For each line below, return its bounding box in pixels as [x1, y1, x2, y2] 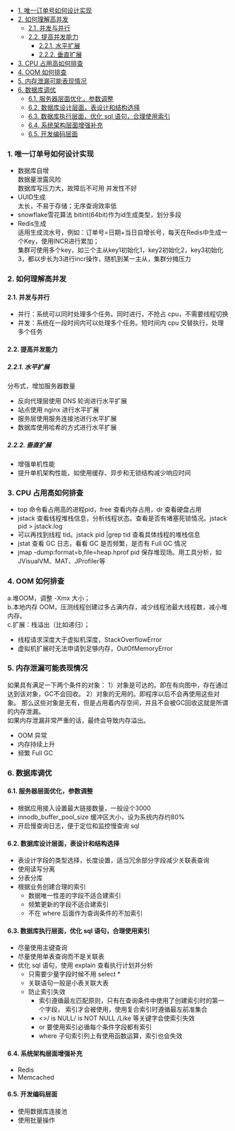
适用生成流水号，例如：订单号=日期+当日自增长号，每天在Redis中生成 [17, 228, 222, 237]
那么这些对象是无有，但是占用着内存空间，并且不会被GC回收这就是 [20, 698, 217, 707]
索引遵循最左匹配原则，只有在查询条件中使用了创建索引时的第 [38, 996, 219, 1005]
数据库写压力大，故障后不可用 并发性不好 [17, 184, 138, 193]
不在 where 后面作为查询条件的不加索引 [28, 909, 143, 918]
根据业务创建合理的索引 [17, 882, 86, 891]
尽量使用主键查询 [17, 943, 68, 952]
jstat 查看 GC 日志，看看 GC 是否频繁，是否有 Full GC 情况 [17, 539, 187, 548]
